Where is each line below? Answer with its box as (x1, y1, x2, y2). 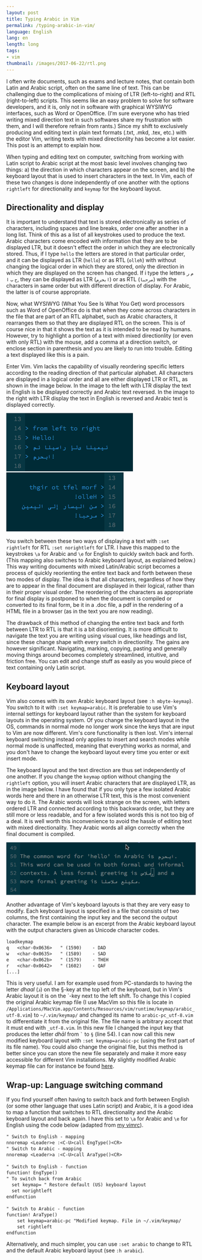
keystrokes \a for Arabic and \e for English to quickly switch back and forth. (6, 550, 194, 558)
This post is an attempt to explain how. (6, 141, 102, 148)
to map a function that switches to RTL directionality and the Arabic (6, 1109, 173, 1116)
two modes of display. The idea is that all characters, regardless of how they (6, 576, 195, 583)
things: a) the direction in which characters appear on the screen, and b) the (6, 166, 195, 173)
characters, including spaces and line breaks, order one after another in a (6, 225, 188, 232)
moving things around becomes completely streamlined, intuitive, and (6, 651, 179, 659)
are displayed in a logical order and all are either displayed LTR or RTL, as (6, 376, 188, 383)
